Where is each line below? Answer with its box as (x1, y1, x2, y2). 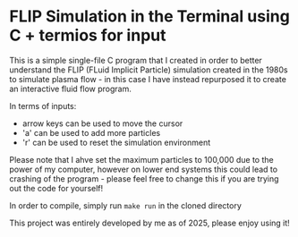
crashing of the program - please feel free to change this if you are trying (9, 173, 279, 184)
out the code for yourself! (9, 182, 104, 193)
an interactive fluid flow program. (9, 83, 132, 94)
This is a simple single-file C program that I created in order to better (9, 55, 262, 65)
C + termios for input (9, 25, 166, 46)
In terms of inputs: (9, 100, 77, 111)
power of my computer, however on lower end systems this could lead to (9, 164, 278, 174)
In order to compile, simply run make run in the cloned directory (9, 199, 242, 211)
